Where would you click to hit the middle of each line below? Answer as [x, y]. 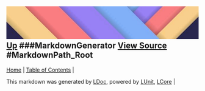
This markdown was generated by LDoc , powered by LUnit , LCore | [91, 81]
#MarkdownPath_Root [50, 55]
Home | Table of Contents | [40, 70]
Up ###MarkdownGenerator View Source [87, 46]
